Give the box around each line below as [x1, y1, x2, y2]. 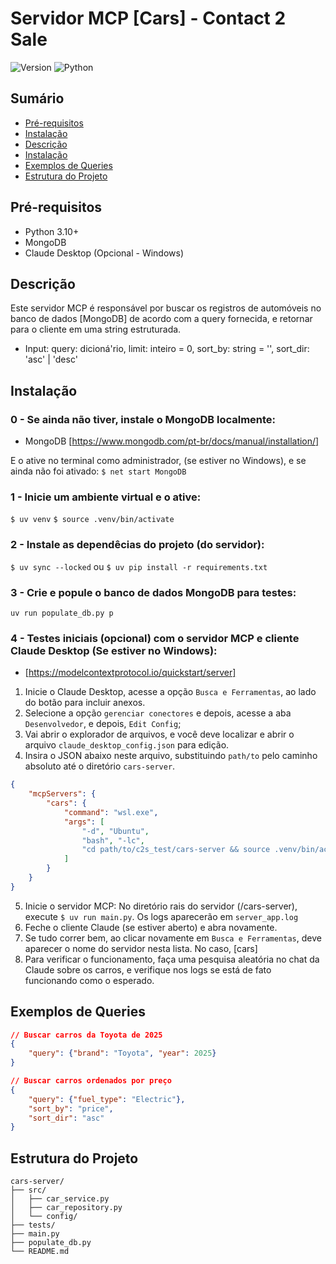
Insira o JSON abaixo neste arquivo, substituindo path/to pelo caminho [24, 750, 318, 762]
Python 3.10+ [24, 225, 80, 237]
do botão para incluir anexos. [24, 697, 146, 709]
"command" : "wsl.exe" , [63, 807, 159, 817]
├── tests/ [10, 1220, 56, 1231]
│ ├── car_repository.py [10, 1203, 123, 1213]
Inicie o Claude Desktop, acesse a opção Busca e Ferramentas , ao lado [24, 686, 317, 698]
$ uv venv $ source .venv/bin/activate [10, 515, 175, 525]
